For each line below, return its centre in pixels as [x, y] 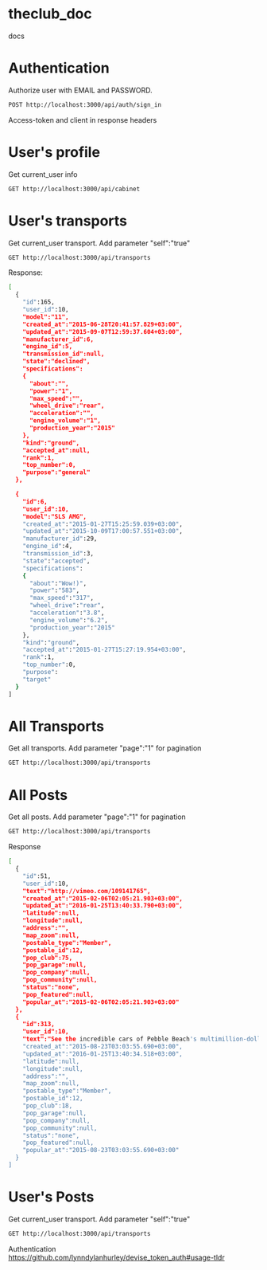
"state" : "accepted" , [56, 561]
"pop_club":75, [48, 958]
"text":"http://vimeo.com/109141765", [87, 891]
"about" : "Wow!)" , [58, 583]
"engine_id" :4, [48, 547]
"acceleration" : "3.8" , [67, 613]
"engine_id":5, [48, 347]
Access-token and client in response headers [83, 120]
